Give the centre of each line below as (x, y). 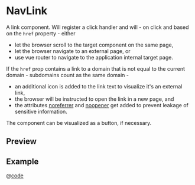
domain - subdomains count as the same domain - (67, 75)
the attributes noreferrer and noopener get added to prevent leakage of (102, 105)
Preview (22, 142)
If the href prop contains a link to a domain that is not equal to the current (95, 68)
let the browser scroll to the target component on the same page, (94, 45)
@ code (15, 176)
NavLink (27, 11)
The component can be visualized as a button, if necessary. (79, 123)
